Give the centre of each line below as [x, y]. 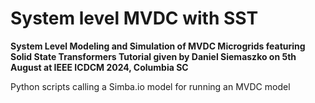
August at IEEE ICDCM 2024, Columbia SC [99, 67]
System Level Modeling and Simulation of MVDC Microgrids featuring [158, 46]
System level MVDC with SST [134, 18]
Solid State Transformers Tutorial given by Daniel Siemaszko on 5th [153, 56]
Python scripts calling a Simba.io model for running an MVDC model [150, 86]
